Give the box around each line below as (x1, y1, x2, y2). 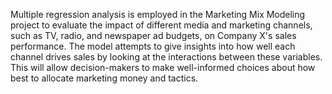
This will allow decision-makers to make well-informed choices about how (10, 62, 316, 73)
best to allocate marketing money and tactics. (10, 72, 199, 84)
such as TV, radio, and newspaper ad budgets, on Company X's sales (10, 30, 297, 41)
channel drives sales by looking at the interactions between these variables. (10, 51, 323, 63)
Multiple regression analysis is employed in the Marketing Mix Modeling (10, 9, 306, 20)
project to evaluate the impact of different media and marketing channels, (10, 19, 313, 31)
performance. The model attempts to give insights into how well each (10, 40, 296, 52)
